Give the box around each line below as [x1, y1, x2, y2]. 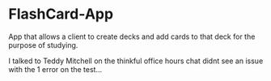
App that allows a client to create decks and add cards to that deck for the [8, 32, 256, 41]
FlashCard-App [8, 5, 114, 23]
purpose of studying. [8, 40, 78, 49]
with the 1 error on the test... [8, 64, 103, 74]
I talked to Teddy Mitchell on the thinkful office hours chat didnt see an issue [8, 56, 264, 66]
